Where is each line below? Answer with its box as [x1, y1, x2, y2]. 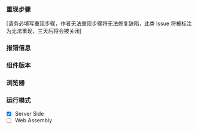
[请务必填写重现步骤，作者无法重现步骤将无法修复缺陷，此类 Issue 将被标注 [6, 20, 192, 27]
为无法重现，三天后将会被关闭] [6, 27, 82, 35]
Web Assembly [14, 117, 53, 124]
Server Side [14, 110, 44, 117]
